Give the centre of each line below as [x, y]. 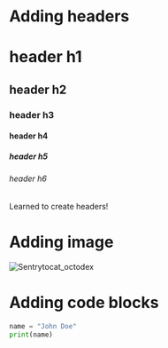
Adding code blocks [84, 302]
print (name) [31, 335]
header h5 [29, 156]
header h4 [29, 136]
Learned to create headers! [59, 206]
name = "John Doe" [43, 326]
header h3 [32, 115]
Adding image [61, 242]
